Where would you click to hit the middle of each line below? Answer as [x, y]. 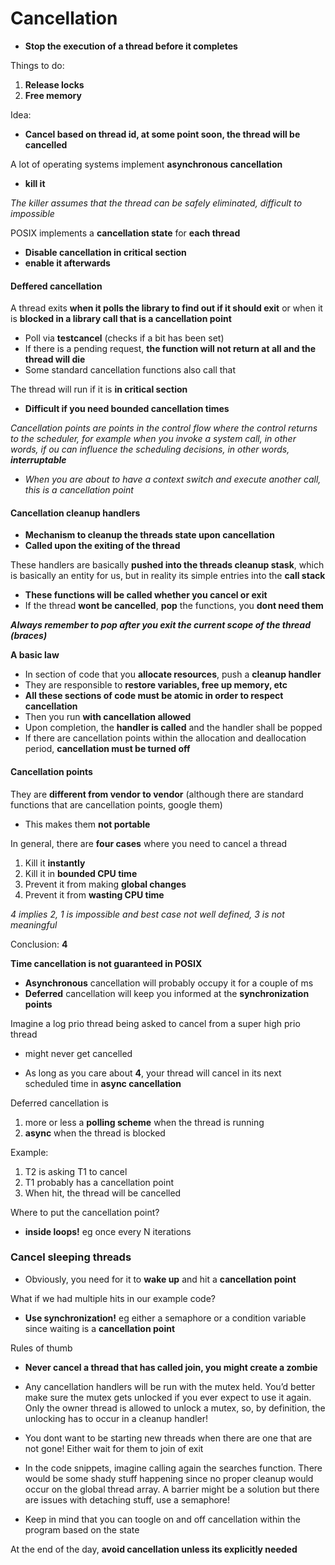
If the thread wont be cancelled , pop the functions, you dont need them [174, 606]
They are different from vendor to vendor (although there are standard [157, 794]
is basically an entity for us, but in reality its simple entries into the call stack [168, 576]
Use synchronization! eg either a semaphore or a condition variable [165, 1318]
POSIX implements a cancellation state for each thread [125, 233]
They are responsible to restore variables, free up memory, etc [156, 685]
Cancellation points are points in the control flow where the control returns [164, 428]
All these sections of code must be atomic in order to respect [154, 696]
